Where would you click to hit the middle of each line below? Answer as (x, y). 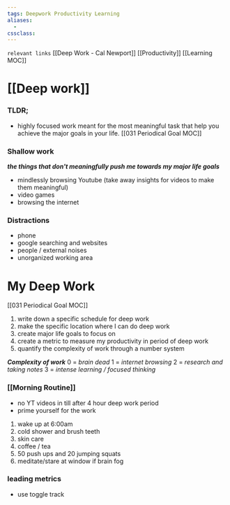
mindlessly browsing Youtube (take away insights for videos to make (116, 180)
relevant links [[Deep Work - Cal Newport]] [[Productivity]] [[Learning (110, 53)
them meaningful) (43, 188)
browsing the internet (48, 203)
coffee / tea (34, 446)
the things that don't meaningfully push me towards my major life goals (113, 167)
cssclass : (22, 33)
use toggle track (41, 494)
